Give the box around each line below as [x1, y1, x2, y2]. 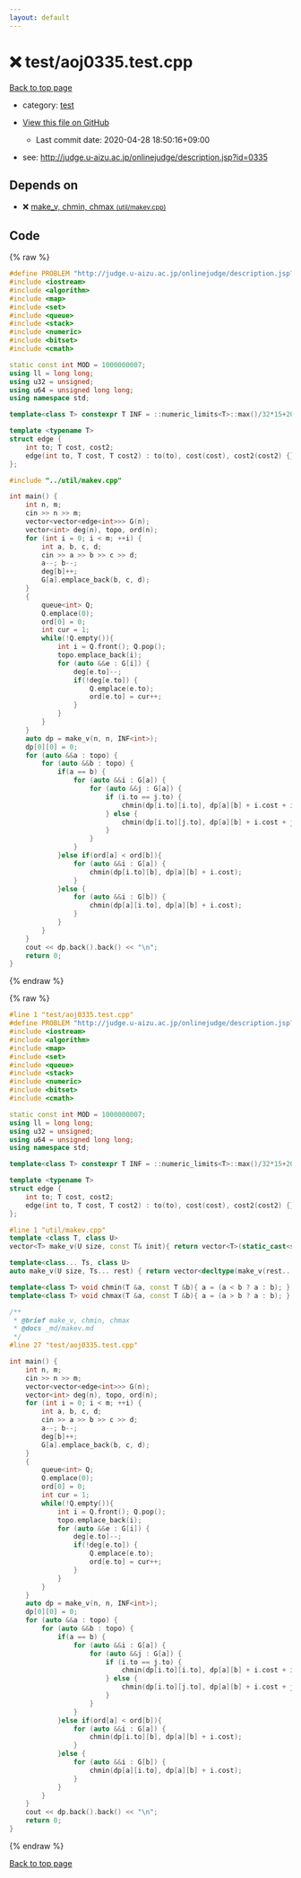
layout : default [9, 13, 70, 22]
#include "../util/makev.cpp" [9, 476, 123, 485]
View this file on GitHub [21, 117, 110, 127]
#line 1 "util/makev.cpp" [9, 1225, 106, 1234]
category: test [21, 100, 74, 110]
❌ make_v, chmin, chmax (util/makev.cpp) [21, 201, 167, 212]
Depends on [9, 177, 79, 193]
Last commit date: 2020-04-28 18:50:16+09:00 [35, 134, 211, 145]
